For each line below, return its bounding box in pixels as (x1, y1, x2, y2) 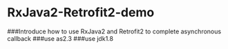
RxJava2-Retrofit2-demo (7, 5, 155, 20)
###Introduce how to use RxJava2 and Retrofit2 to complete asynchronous (7, 27, 222, 35)
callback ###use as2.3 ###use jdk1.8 (7, 34, 114, 42)
